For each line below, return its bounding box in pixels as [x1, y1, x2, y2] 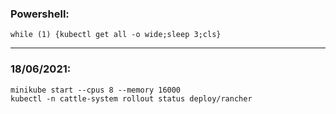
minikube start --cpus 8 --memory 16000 [10, 85, 182, 95]
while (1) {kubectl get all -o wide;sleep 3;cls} [10, 30, 222, 40]
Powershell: [10, 7, 70, 21]
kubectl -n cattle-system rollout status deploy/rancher [10, 93, 253, 104]
